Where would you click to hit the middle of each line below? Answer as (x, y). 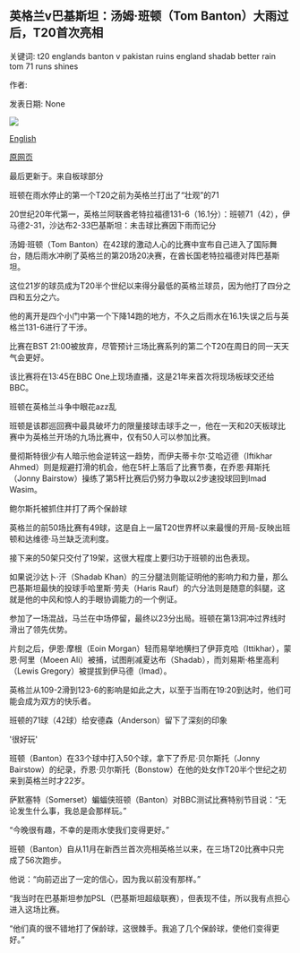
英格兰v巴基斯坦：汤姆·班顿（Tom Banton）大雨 (143, 16)
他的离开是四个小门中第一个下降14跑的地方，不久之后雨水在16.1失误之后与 (146, 315)
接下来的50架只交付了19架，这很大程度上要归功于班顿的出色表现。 (132, 557)
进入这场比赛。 (37, 909)
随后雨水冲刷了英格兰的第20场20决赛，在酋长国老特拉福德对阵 (141, 255)
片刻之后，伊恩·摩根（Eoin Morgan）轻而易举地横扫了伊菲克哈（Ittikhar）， (146, 648)
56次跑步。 (45, 860)
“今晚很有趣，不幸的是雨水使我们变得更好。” (90, 829)
